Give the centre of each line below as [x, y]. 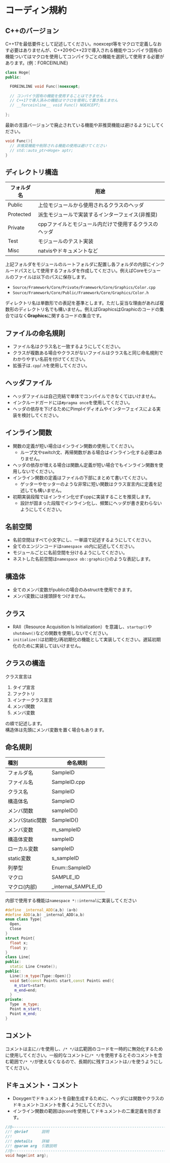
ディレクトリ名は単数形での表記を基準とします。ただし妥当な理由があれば [82, 303]
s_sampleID [65, 858]
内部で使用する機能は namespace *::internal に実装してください [71, 900]
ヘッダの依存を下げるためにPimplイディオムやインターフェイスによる [84, 408]
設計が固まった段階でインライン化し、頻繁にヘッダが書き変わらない [91, 503]
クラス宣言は [18, 676]
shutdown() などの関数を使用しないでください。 [61, 633]
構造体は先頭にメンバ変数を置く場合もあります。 [56, 730]
